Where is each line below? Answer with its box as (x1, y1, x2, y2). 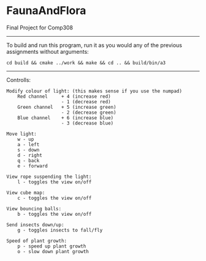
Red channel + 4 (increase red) (17, 93, 112, 100)
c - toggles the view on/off (17, 195, 92, 201)
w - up (17, 136, 34, 142)
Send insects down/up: (6, 221, 64, 228)
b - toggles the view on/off (17, 211, 92, 217)
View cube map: (6, 189, 45, 196)
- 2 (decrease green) (61, 109, 116, 116)
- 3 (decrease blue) (61, 120, 114, 126)
